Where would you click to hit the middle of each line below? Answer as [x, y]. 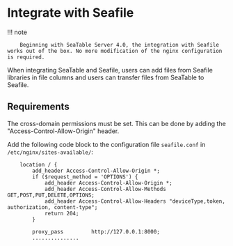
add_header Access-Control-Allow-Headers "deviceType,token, [135, 201]
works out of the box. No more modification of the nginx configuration [115, 51]
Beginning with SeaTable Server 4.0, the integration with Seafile [119, 45]
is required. [26, 57]
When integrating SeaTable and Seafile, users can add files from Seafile [110, 70]
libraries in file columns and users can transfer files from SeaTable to [106, 77]
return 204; [62, 213]
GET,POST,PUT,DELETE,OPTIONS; [51, 195]
